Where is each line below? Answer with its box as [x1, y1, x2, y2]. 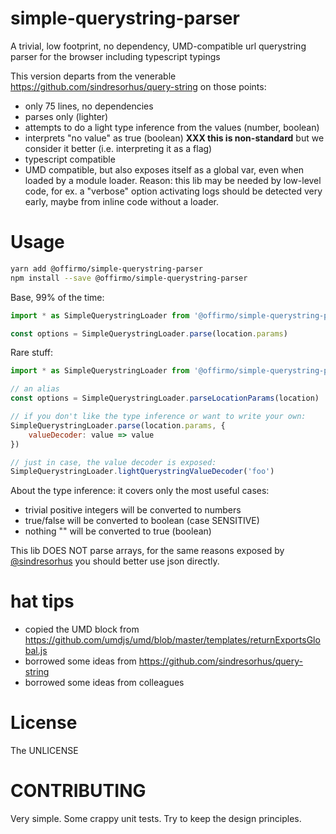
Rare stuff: [10, 347, 54, 359]
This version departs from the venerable [10, 70, 177, 82]
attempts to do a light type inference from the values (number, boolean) [24, 121, 320, 133]
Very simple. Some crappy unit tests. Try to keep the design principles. [10, 813, 302, 825]
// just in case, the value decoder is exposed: [10, 457, 217, 467]
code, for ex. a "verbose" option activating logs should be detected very [24, 185, 323, 197]
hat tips [10, 590, 75, 613]
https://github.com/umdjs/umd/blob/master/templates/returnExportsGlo [24, 634, 321, 646]
